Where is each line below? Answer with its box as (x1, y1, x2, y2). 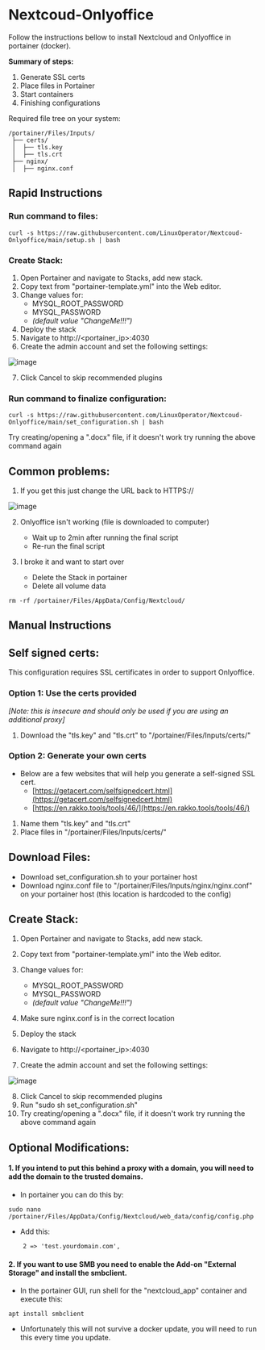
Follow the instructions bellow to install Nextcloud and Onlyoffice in (8, 32, 231, 42)
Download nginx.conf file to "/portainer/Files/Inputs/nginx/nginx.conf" (19, 880, 253, 890)
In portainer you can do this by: (19, 1190, 124, 1200)
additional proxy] (8, 714, 66, 724)
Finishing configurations (19, 98, 101, 107)
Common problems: (8, 464, 110, 478)
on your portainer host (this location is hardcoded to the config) (19, 889, 232, 899)
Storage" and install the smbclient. (8, 1268, 127, 1277)
